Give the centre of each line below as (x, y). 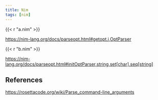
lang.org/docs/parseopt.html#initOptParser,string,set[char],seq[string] (79, 64)
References (24, 80)
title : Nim (17, 10)
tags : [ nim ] (18, 15)
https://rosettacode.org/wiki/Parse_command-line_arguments (70, 92)
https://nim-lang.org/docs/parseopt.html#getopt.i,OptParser (68, 39)
